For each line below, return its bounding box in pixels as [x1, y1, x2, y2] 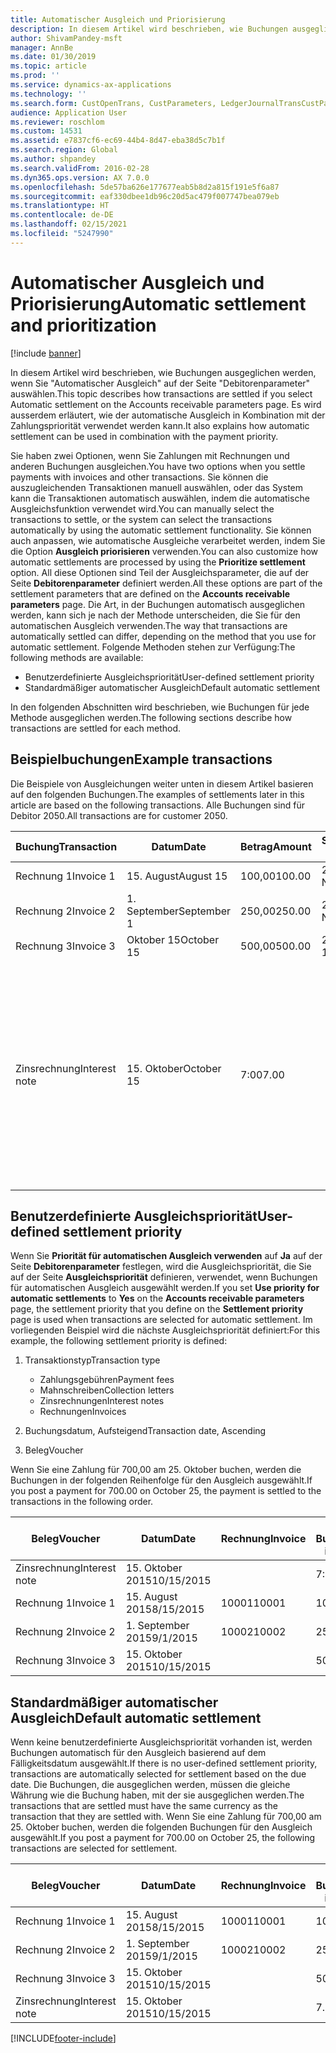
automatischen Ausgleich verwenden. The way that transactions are [10, 619, 288, 631]
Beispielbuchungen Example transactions [10, 751, 273, 768]
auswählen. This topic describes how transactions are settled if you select [10, 387, 313, 400]
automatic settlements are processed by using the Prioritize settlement [10, 556, 306, 568]
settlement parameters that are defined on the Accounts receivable [10, 587, 291, 600]
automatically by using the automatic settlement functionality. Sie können [10, 524, 312, 536]
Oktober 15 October [126, 932, 220, 946]
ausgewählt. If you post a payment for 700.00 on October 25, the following [10, 1832, 315, 1844]
